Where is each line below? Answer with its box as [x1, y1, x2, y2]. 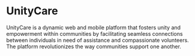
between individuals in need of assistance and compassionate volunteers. [6, 36, 189, 43]
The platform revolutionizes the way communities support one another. [6, 43, 182, 50]
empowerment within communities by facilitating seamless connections [6, 30, 183, 37]
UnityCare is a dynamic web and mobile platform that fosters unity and [6, 24, 181, 31]
